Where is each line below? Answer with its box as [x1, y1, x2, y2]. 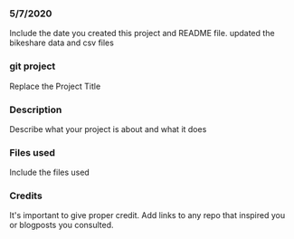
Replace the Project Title [9, 81, 101, 91]
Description [9, 103, 62, 116]
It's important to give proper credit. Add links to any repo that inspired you [9, 210, 286, 221]
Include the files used [9, 167, 90, 178]
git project [9, 60, 56, 72]
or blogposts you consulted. [9, 220, 115, 231]
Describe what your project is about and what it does [9, 123, 207, 134]
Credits [9, 189, 43, 202]
